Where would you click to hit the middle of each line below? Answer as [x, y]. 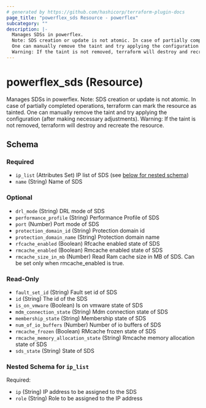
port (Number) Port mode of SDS [57, 224]
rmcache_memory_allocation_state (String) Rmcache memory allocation [105, 338]
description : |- [27, 29]
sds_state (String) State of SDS [55, 350]
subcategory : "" [27, 23]
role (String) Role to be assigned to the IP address [79, 398]
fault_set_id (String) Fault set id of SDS [66, 292]
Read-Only [23, 279]
